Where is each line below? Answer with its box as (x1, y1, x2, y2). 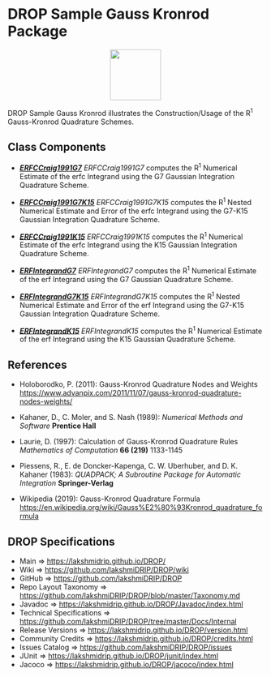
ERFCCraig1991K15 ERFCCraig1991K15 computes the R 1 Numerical (19, 230, 243, 242)
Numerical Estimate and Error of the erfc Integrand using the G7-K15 (19, 206, 248, 216)
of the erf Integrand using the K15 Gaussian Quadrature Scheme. (19, 334, 236, 345)
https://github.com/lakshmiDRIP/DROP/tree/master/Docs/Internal (19, 616, 237, 626)
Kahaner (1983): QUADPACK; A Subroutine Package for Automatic (19, 469, 241, 479)
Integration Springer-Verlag (19, 478, 114, 488)
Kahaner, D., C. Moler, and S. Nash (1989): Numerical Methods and (19, 413, 243, 422)
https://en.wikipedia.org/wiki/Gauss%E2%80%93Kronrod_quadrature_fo (19, 503, 263, 512)
